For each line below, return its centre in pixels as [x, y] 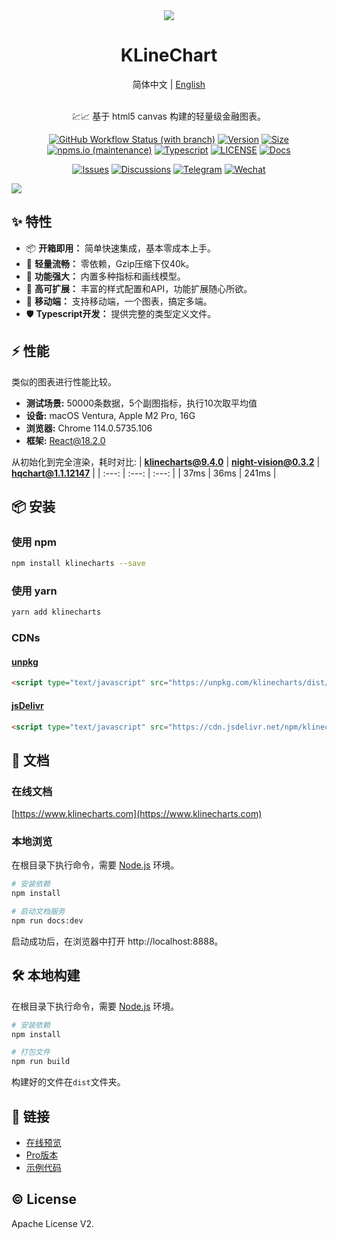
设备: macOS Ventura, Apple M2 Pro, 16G [110, 415]
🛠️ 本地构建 [46, 975]
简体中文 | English [169, 84]
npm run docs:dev [47, 920]
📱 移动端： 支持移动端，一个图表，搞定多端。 [119, 301]
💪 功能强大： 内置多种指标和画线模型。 [105, 276]
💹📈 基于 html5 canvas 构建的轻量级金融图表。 [169, 116]
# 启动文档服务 [38, 912]
